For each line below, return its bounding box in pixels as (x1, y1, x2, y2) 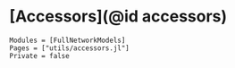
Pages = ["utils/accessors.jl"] (9, 43, 130, 53)
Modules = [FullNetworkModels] (9, 36, 126, 45)
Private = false (9, 51, 70, 60)
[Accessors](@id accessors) (9, 6, 228, 27)
